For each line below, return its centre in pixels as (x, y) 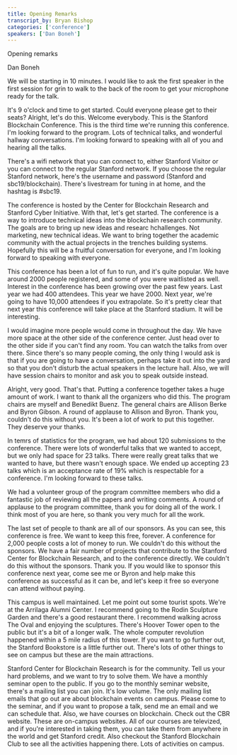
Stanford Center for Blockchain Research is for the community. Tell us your (116, 669)
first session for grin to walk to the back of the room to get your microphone (118, 89)
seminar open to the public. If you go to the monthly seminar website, (109, 683)
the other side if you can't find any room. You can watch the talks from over (117, 346)
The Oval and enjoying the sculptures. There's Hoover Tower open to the (114, 625)
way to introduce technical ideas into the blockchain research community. (115, 220)
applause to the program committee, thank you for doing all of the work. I (114, 507)
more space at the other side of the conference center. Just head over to (114, 338)
